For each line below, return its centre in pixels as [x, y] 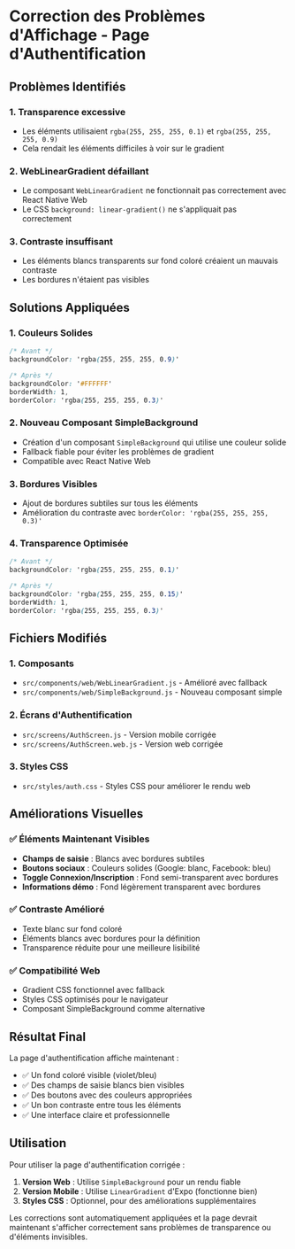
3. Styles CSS [39, 766]
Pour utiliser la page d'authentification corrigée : [97, 1164]
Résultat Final [48, 1037]
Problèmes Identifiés [68, 86]
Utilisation [38, 1143]
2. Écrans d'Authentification [71, 715]
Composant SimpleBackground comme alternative [113, 1009]
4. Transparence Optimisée [69, 543]
